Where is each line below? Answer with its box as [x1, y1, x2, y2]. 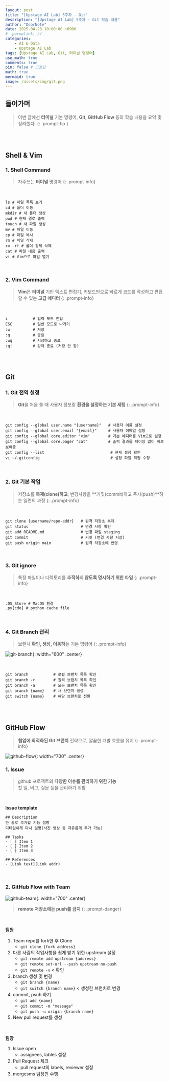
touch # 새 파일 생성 [5, 222, 46, 227]
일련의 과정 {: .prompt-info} [23, 497, 80, 504]
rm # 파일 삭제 [5, 238, 33, 243]
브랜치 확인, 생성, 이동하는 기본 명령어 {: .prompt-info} [17, 641, 127, 647]
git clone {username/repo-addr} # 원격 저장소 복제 [5, 518, 115, 524]
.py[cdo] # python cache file [5, 605, 70, 611]
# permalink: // [5, 31, 42, 36]
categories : [5, 36, 31, 42]
